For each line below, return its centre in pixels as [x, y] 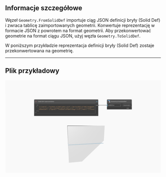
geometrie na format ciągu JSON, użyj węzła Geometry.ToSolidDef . [73, 36]
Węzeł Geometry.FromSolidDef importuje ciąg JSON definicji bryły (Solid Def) [83, 20]
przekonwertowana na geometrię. [40, 50]
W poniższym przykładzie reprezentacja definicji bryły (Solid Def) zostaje [80, 45]
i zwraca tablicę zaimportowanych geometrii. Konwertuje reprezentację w [80, 25]
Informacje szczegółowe [44, 8]
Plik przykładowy [32, 71]
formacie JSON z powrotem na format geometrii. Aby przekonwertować [78, 30]
